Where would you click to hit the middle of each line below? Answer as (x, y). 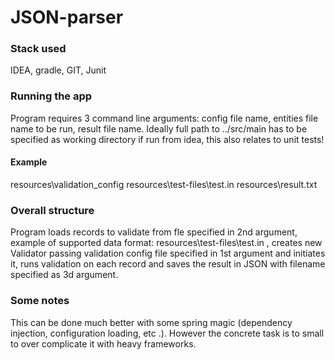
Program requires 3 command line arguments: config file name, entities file (164, 118)
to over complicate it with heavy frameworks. (103, 343)
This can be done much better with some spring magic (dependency (151, 322)
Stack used (38, 49)
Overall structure (52, 210)
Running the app (51, 96)
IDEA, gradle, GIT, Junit (58, 70)
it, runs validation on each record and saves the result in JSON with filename (168, 264)
